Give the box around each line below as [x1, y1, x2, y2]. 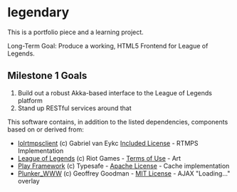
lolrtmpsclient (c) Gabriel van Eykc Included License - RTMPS [17, 139, 199, 147]
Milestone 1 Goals [7, 70, 88, 82]
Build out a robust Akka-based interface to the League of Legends [17, 88, 212, 97]
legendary [7, 4, 70, 21]
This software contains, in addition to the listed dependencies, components [7, 117, 228, 126]
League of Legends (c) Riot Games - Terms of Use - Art [17, 154, 181, 162]
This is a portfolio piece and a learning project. [7, 28, 144, 36]
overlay [17, 176, 41, 185]
